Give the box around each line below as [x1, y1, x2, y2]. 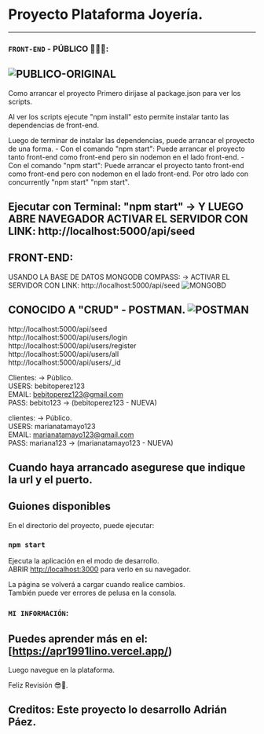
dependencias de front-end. [8, 120, 100, 130]
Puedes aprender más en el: [8, 632, 148, 645]
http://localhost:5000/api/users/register [8, 340, 137, 350]
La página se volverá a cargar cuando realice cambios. [8, 580, 186, 589]
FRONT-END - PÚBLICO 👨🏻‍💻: [8, 43, 109, 54]
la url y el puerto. [8, 473, 93, 486]
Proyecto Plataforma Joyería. [8, 6, 203, 24]
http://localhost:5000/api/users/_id [8, 358, 122, 367]
